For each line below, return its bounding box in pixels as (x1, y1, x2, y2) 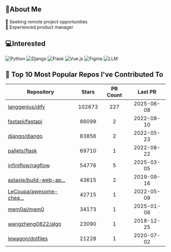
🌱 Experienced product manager (5, 24, 74, 30)
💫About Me (5, 5, 42, 14)
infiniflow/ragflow (8, 162, 50, 169)
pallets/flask (8, 147, 37, 154)
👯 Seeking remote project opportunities (5, 18, 88, 24)
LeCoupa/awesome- (8, 188, 58, 195)
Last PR (137, 89, 157, 96)
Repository (26, 89, 54, 96)
